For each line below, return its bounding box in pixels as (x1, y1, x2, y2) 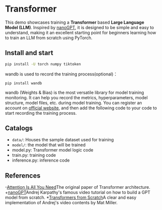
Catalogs (5, 124, 33, 132)
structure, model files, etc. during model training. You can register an (5, 100, 142, 105)
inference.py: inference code (12, 157, 70, 163)
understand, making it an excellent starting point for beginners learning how (5, 30, 156, 35)
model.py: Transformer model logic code (12, 147, 93, 153)
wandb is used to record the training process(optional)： (5, 71, 118, 77)
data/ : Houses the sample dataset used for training (12, 137, 114, 143)
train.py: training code (12, 152, 57, 158)
